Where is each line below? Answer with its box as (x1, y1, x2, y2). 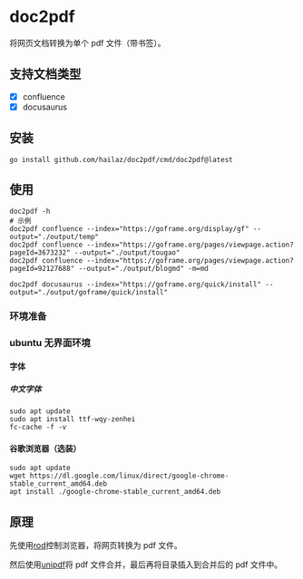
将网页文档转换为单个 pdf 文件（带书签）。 (9, 37, 166, 48)
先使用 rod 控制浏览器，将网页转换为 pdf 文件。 (9, 539, 183, 550)
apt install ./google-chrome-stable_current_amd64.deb (9, 487, 221, 497)
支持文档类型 (9, 66, 82, 82)
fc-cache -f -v (9, 422, 67, 431)
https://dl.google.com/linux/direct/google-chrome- (29, 471, 230, 481)
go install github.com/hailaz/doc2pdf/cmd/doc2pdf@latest (9, 155, 233, 164)
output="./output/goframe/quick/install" (9, 287, 169, 296)
